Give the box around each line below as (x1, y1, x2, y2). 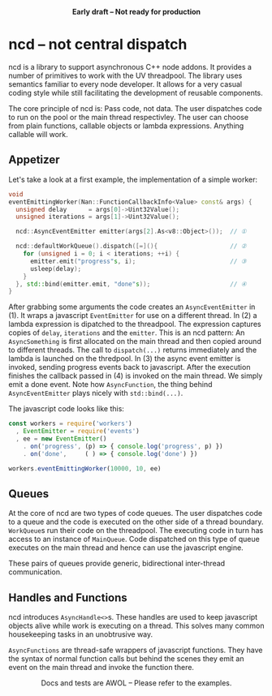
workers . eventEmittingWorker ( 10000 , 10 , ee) (8, 464, 162, 473)
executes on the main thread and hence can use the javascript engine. (8, 543, 244, 552)
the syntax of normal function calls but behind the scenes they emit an (8, 654, 244, 664)
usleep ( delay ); (29, 264, 82, 273)
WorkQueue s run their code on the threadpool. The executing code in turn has (8, 526, 264, 535)
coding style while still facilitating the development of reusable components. (8, 88, 264, 97)
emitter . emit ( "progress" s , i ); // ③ (29, 257, 247, 265)
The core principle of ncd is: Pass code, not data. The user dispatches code (8, 103, 262, 113)
